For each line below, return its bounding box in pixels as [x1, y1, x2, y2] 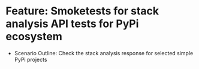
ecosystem [5, 30, 62, 43]
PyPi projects [14, 56, 47, 63]
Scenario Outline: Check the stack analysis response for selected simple [14, 49, 194, 56]
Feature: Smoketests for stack [5, 4, 159, 18]
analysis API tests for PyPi [5, 17, 139, 31]
